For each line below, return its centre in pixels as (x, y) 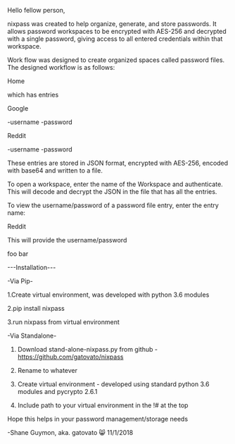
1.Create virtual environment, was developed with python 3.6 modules (108, 295)
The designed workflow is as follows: (61, 67)
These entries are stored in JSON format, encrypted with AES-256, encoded (118, 163)
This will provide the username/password (67, 240)
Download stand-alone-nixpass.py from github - (88, 349)
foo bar (18, 254)
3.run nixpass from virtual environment (63, 322)
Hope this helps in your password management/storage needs (98, 419)
